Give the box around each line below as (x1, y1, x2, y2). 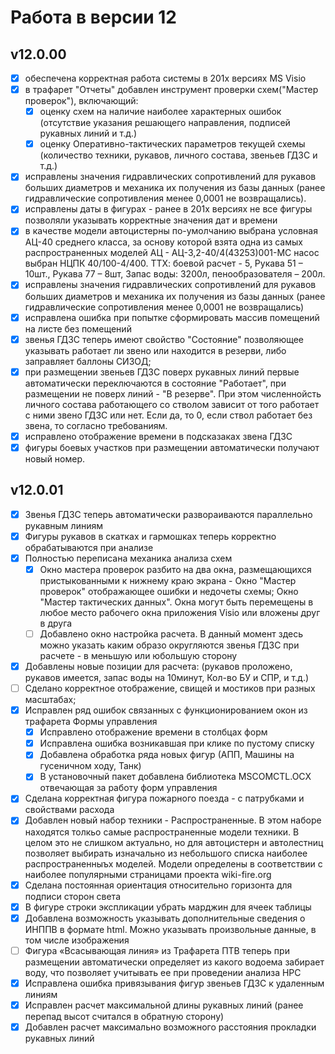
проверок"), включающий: (24, 95, 139, 107)
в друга (39, 617, 73, 629)
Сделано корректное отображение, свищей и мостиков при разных (24, 682, 316, 694)
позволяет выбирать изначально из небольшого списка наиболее (24, 847, 308, 859)
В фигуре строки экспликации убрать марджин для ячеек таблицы (24, 901, 312, 913)
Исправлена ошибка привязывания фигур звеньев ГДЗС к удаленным (24, 977, 325, 989)
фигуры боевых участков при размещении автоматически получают (24, 441, 320, 453)
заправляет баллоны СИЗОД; (24, 355, 152, 367)
